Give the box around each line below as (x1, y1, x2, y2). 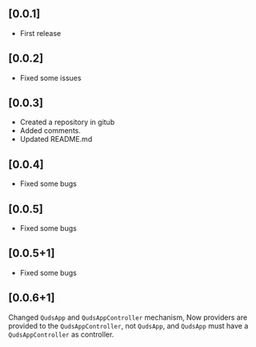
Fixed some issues (19, 73, 82, 83)
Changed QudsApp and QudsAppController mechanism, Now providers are (8, 313, 248, 322)
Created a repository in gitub (19, 117, 115, 127)
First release (19, 28, 62, 38)
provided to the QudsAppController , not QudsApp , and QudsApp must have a (8, 321, 249, 330)
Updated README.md (19, 135, 93, 144)
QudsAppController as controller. (8, 329, 114, 339)
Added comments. (19, 126, 82, 135)
